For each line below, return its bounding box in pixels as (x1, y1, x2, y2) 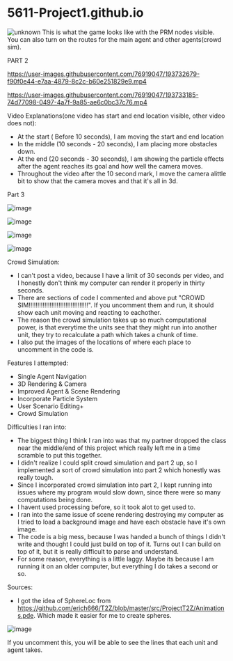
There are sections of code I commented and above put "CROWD (17, 293, 205, 302)
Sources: (7, 583, 33, 591)
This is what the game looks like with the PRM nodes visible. (42, 28, 215, 36)
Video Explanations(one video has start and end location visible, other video (7, 111, 225, 120)
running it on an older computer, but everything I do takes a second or (17, 562, 218, 570)
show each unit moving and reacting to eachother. (17, 308, 161, 316)
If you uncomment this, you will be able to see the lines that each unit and (7, 638, 218, 646)
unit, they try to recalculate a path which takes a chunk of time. (17, 330, 198, 339)
